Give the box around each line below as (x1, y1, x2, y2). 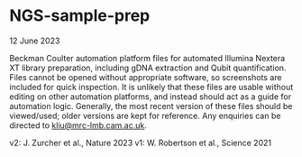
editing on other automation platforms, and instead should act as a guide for (9, 91, 291, 102)
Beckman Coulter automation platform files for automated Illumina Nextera (9, 52, 286, 63)
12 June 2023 (9, 35, 60, 46)
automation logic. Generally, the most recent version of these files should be (9, 100, 293, 111)
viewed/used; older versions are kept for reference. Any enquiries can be (9, 110, 281, 121)
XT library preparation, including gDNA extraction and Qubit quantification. (9, 62, 287, 73)
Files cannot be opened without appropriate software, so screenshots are (9, 71, 282, 82)
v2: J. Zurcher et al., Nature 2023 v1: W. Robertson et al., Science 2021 (9, 137, 272, 148)
